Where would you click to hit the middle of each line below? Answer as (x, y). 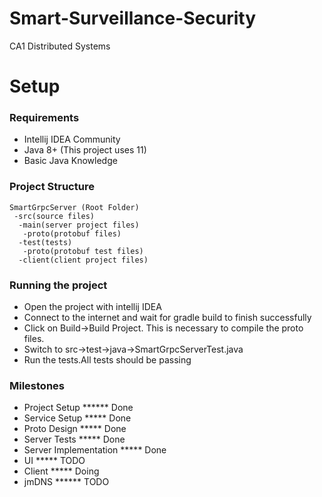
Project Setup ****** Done (78, 408)
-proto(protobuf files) (72, 233)
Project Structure (52, 187)
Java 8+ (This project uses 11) (85, 150)
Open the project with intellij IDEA (92, 307)
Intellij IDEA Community (72, 139)
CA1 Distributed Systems (60, 46)
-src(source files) (54, 216)
